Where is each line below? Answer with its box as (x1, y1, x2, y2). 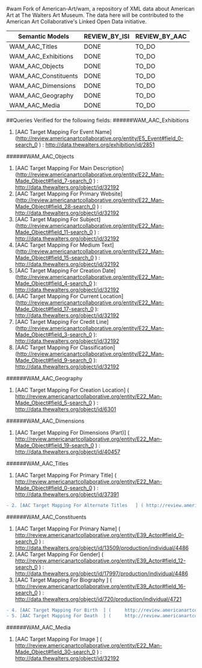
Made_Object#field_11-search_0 (14, 228, 93, 236)
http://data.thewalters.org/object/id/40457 (14, 449, 121, 455)
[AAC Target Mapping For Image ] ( (14, 635, 102, 643)
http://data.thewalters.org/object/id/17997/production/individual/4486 (14, 570, 188, 577)
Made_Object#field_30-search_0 (14, 648, 96, 655)
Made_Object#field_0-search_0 (14, 485, 93, 491)
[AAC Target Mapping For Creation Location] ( (14, 386, 129, 394)
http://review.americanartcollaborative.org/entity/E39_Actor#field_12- (14, 557, 186, 564)
